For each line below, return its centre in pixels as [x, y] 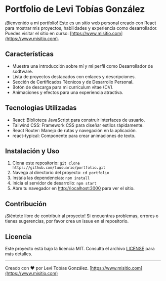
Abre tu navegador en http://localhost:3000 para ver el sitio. [73, 188]
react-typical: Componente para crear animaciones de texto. [74, 136]
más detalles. [19, 254]
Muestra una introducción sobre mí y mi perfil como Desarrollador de [83, 66]
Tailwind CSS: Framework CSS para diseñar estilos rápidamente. [78, 125]
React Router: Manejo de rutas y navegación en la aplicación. [75, 130]
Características [29, 54]
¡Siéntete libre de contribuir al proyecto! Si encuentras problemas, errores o [82, 216]
